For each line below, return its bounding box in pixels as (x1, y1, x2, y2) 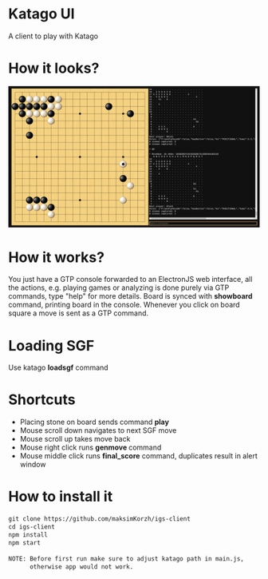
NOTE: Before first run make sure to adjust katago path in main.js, (8, 555, 245, 563)
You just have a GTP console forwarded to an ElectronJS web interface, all (8, 275, 253, 284)
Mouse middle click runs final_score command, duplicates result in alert (19, 451, 258, 461)
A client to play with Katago (8, 31, 98, 41)
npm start (8, 539, 41, 547)
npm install (8, 531, 48, 539)
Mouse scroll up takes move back (19, 434, 131, 444)
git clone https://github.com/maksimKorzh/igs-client (8, 515, 191, 523)
